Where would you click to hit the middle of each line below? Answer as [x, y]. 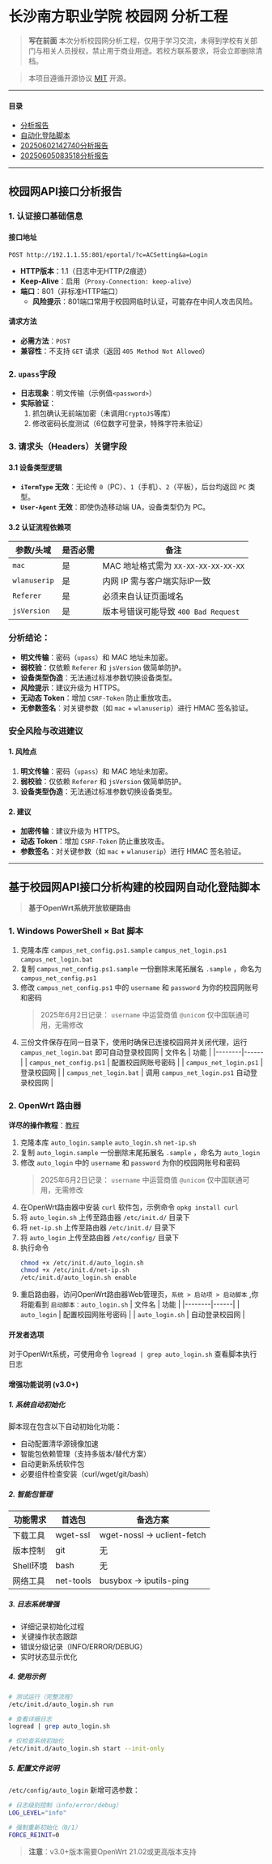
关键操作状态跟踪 [49, 1636]
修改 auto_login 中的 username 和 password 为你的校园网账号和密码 [130, 1162]
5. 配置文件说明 [34, 1768]
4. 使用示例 [27, 1677]
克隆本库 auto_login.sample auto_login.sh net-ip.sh [108, 1142]
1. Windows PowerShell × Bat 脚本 [76, 931]
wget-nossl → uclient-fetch [153, 1534]
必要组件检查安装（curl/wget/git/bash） [87, 1474]
